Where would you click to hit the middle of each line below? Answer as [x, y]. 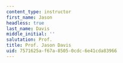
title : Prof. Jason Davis [39, 46]
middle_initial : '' [31, 34]
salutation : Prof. [29, 40]
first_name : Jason [29, 17]
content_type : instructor [39, 12]
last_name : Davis [28, 28]
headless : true [25, 23]
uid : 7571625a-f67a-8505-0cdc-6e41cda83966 [62, 51]
